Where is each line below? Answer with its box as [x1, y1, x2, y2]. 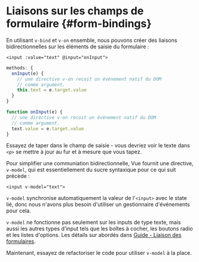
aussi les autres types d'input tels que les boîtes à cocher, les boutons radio [6, 225, 193, 232]
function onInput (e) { [6, 109, 63, 115]
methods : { [6, 64, 33, 71]
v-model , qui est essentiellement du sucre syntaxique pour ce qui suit [6, 166, 176, 174]
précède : [6, 172, 30, 180]
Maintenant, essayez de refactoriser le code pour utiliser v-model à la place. [6, 249, 192, 257]
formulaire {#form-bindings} [6, 17, 152, 30]
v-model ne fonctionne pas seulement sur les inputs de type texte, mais [6, 219, 181, 226]
